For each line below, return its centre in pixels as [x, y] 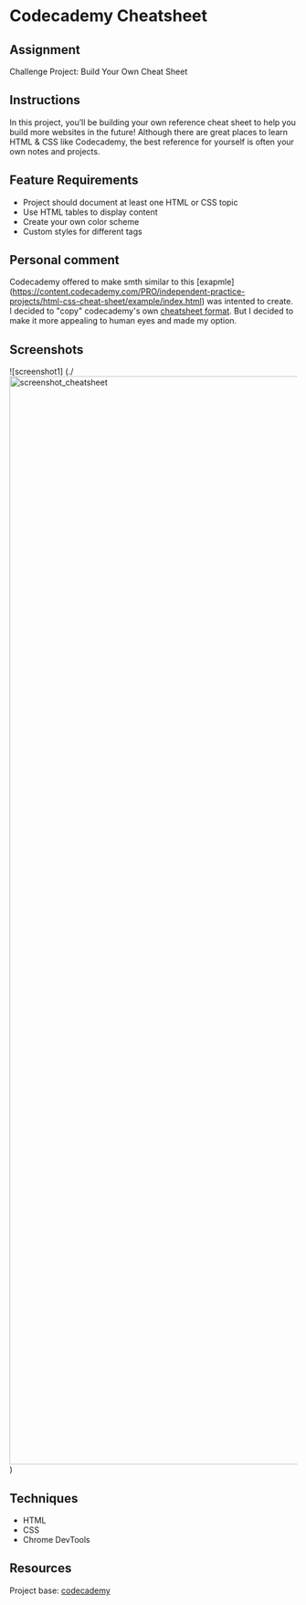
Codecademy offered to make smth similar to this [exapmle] [122, 282]
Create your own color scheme [81, 221]
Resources [41, 1568]
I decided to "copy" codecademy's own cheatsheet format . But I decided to [152, 311]
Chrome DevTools [56, 1540]
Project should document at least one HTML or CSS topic [131, 202]
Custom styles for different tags [83, 231]
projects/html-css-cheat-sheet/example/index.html [106, 302]
